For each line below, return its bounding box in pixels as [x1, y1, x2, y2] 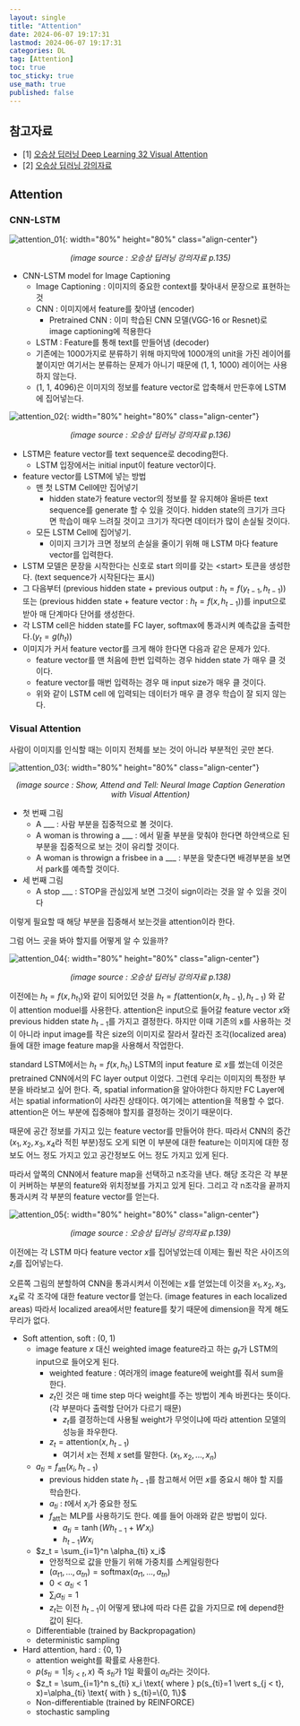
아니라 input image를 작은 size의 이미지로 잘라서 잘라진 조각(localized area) [18, 1028, 287, 1040]
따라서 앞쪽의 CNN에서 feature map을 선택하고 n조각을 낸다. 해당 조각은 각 [9, 1169, 271, 1179]
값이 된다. [48, 1615, 83, 1626]
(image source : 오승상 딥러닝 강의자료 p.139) [70, 1227, 231, 1238]
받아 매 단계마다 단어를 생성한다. [21, 608, 135, 619]
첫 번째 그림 [21, 807, 64, 818]
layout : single [9, 13, 66, 22]
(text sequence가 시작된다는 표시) [34, 572, 155, 583]
